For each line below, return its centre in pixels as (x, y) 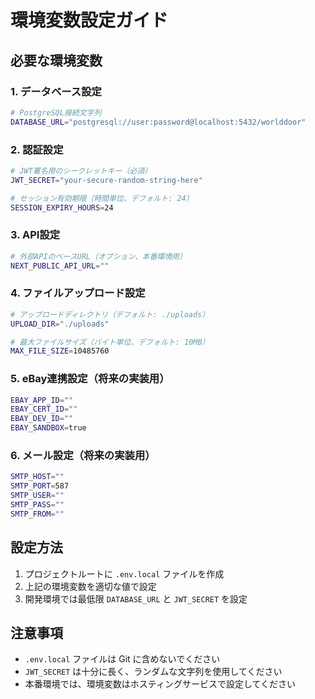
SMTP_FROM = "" (37, 514)
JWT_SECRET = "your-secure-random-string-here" (106, 180)
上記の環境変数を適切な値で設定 (90, 586)
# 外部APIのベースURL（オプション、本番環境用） (98, 256)
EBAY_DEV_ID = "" (42, 419)
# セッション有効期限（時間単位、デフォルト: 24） (102, 198)
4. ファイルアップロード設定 (78, 293)
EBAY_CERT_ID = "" (44, 409)
